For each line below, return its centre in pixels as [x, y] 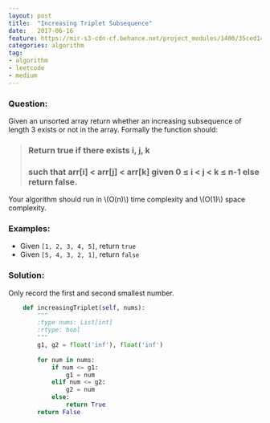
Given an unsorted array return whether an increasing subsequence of [125, 120]
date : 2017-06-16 [41, 31]
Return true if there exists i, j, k [89, 150]
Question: [28, 104]
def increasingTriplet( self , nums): [84, 307]
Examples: [29, 229]
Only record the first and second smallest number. [91, 293]
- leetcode [27, 68]
